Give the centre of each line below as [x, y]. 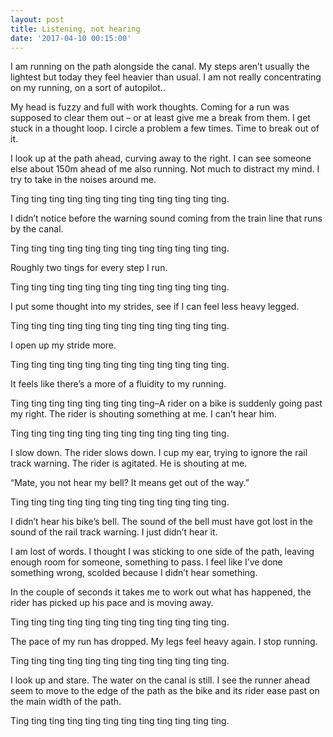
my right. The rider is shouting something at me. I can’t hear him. [143, 414]
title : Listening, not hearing [75, 29]
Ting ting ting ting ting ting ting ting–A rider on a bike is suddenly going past [166, 403]
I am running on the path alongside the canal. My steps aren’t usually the [160, 67]
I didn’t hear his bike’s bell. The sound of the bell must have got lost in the [161, 522]
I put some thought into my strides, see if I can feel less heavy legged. [155, 307]
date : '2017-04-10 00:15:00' [71, 38]
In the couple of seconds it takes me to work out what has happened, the [161, 592]
